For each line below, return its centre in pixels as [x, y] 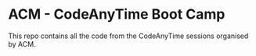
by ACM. [22, 44]
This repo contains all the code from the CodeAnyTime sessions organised [128, 36]
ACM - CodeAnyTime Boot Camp [117, 14]
